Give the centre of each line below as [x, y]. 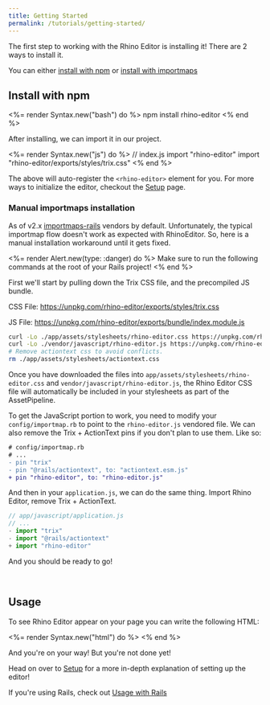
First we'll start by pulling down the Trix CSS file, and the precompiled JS [129, 282]
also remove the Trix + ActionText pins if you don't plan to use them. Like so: [135, 433]
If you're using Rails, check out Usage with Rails [88, 692]
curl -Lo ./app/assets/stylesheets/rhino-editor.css [98, 337]
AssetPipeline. [32, 400]
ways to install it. [36, 55]
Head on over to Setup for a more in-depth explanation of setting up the [127, 668]
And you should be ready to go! [60, 561]
